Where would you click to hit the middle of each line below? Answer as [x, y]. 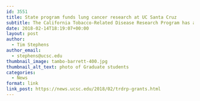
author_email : [24, 50]
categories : [21, 72]
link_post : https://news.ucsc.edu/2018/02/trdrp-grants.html [84, 89]
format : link [22, 84]
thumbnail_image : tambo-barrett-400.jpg [57, 61]
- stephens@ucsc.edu [37, 56]
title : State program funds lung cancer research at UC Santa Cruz [92, 17]
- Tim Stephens [30, 45]
